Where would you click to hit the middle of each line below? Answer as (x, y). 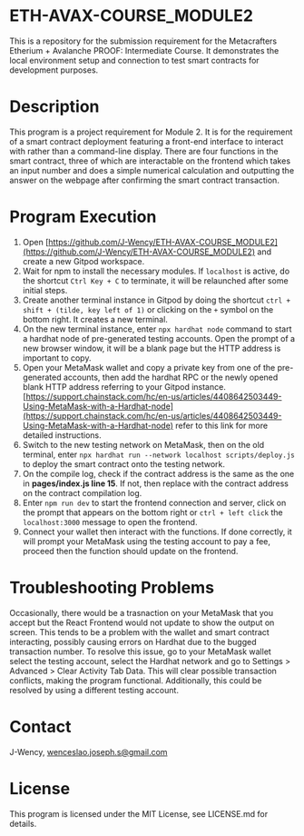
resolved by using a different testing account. (94, 690)
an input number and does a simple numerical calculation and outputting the (152, 170)
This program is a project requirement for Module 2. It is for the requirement (151, 132)
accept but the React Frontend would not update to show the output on (142, 622)
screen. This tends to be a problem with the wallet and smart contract (139, 632)
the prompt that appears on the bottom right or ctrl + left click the (152, 512)
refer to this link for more (222, 425)
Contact (40, 727)
